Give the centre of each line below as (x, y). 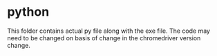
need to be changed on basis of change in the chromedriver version (104, 38)
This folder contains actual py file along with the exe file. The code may (109, 31)
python (28, 12)
